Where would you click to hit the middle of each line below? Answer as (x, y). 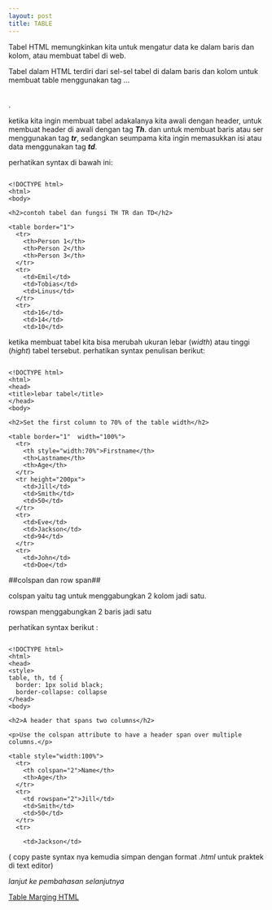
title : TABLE (31, 24)
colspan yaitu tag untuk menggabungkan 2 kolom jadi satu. (107, 596)
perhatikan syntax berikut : (53, 627)
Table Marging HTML (44, 897)
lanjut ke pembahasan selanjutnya (66, 881)
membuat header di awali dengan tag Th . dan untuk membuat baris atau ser (136, 129)
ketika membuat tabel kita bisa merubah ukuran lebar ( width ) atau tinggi (129, 342)
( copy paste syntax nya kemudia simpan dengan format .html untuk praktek (136, 856)
